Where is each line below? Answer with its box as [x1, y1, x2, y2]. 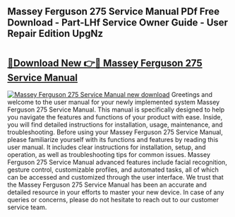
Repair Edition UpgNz [7, 28, 104, 40]
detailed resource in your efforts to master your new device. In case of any [7, 188, 224, 197]
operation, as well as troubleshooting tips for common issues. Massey [7, 151, 210, 158]
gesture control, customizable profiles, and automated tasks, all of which [7, 165, 219, 174]
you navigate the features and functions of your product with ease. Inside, [7, 113, 223, 121]
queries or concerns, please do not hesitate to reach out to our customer [7, 196, 219, 204]
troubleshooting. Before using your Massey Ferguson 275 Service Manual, [7, 128, 224, 136]
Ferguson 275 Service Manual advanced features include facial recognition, [7, 158, 227, 166]
